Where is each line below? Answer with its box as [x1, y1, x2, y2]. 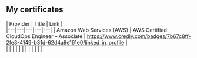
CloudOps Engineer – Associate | [6, 32, 86, 40]
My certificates [6, 5, 64, 15]
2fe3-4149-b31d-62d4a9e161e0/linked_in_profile [6, 39, 125, 46]
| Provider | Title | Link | [6, 20, 63, 27]
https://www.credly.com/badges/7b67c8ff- [87, 32, 191, 40]
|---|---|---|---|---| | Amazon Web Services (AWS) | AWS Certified [6, 26, 168, 33]
